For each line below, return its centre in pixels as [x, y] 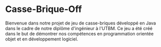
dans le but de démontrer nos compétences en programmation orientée [79, 33]
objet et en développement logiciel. [42, 39]
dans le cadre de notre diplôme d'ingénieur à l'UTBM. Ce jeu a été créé [79, 28]
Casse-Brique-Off [44, 9]
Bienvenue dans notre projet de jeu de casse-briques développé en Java [80, 23]
